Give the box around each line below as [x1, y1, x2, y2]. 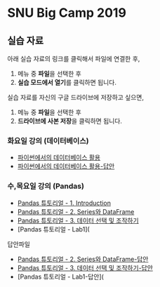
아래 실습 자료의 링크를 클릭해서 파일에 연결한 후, [7, 55, 140, 62]
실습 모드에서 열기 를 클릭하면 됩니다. [17, 79, 117, 86]
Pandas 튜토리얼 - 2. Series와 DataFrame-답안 [17, 255, 149, 263]
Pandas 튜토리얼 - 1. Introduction [17, 199, 111, 207]
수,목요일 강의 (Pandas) [7, 181, 84, 191]
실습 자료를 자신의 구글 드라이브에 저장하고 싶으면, [7, 93, 145, 101]
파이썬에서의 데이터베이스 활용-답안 [17, 162, 115, 171]
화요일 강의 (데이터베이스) [7, 135, 89, 145]
